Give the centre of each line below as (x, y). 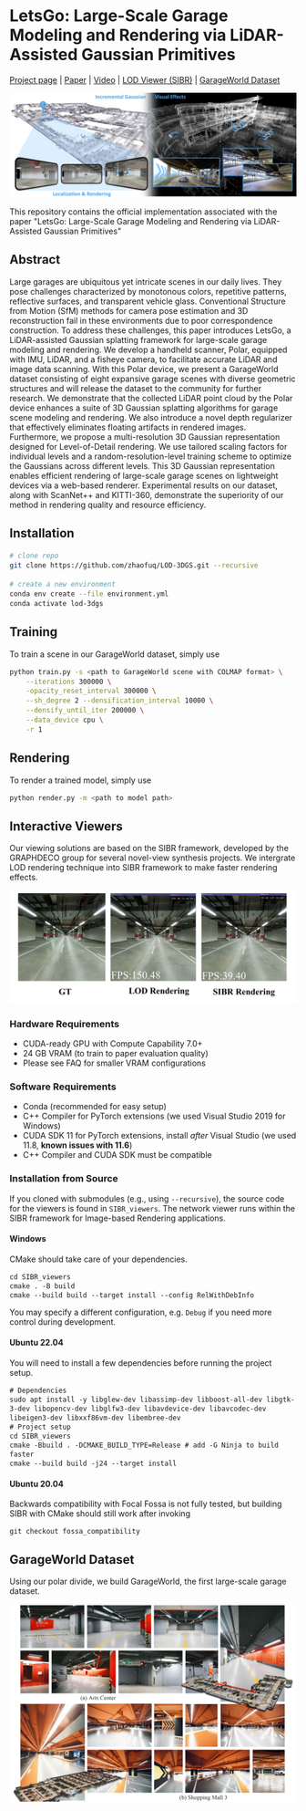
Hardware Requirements (65, 1024)
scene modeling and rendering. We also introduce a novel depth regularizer (151, 417)
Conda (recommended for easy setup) (94, 1107)
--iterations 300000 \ (69, 682)
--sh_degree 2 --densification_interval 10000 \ (120, 701)
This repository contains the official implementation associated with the (143, 212)
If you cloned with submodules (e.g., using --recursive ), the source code (147, 1198)
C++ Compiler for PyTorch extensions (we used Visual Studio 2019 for (154, 1116)
